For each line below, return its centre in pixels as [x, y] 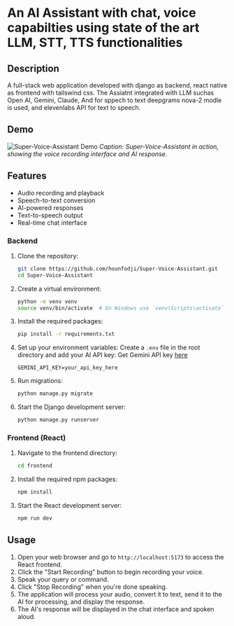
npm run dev [35, 519]
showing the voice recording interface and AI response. [87, 154]
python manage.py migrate [55, 394]
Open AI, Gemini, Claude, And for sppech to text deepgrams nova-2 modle [115, 100]
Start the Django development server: [71, 407]
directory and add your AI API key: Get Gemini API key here [102, 355]
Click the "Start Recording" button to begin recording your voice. [110, 571]
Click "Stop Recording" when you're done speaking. [92, 587]
